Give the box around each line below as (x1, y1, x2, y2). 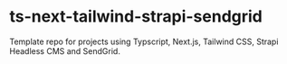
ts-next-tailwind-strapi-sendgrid (9, 6, 263, 27)
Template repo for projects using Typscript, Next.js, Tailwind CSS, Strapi (9, 36, 279, 47)
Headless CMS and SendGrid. (9, 45, 120, 56)
